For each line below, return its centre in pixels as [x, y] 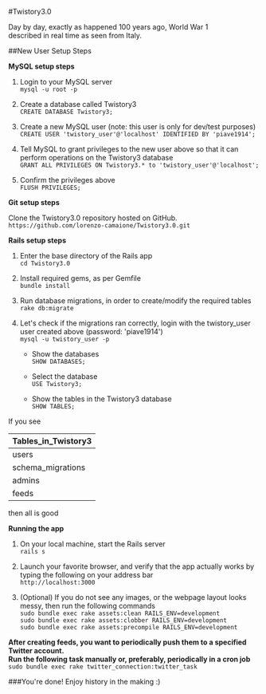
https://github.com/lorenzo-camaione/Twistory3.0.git [100, 226]
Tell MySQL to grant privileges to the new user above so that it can [129, 149]
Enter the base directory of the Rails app [86, 256]
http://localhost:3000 [57, 582]
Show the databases [65, 354]
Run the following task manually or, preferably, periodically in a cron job [129, 659]
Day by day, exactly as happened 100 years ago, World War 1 [108, 27]
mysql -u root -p [49, 89]
